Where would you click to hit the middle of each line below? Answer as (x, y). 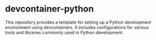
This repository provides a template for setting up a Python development (78, 22)
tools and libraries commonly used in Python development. (64, 32)
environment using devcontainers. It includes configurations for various (77, 27)
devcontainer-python (49, 9)
